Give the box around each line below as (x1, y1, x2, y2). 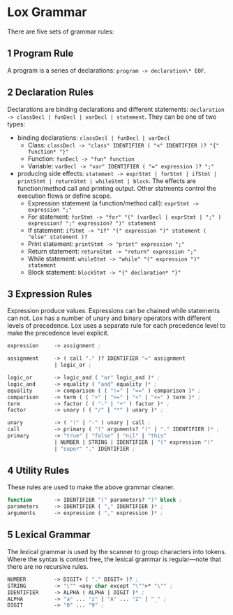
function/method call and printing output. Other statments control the (17, 184, 216, 192)
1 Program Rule (7, 48, 74, 59)
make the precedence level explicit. (7, 329, 110, 338)
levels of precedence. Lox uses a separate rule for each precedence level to (7, 321, 226, 330)
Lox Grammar (7, 4, 87, 20)
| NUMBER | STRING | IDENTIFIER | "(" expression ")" (54, 438, 214, 446)
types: (7, 120, 26, 128)
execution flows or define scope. (17, 191, 112, 200)
